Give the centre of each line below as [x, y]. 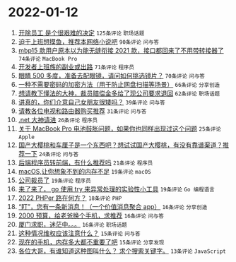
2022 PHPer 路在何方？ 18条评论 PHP [70, 198]
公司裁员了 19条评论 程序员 [54, 180]
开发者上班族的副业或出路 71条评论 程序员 [76, 66]
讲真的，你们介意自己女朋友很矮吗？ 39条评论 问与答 [92, 102]
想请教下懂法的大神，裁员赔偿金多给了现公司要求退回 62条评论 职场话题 [119, 93]
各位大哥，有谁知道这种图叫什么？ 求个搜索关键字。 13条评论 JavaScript [122, 251]
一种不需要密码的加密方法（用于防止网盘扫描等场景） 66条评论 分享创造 [119, 84]
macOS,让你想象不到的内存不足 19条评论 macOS [84, 171]
